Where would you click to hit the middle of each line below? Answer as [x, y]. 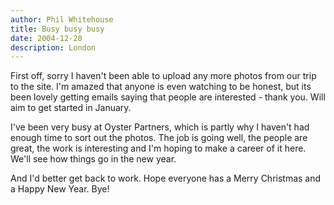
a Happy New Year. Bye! [60, 189]
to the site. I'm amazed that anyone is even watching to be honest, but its [161, 87]
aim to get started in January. [71, 108]
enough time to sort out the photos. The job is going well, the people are [159, 138]
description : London [53, 47]
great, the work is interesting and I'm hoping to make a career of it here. [158, 148]
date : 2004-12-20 [46, 38]
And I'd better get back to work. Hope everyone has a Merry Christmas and [166, 178]
